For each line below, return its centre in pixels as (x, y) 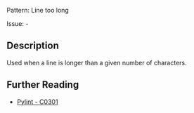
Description (33, 46)
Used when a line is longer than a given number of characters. (97, 62)
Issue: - (18, 24)
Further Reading (43, 85)
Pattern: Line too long (38, 10)
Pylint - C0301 (37, 102)
